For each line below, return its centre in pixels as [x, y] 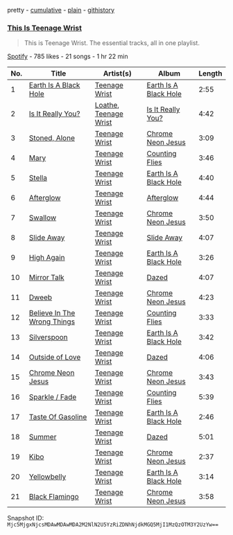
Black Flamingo [54, 497]
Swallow [43, 218]
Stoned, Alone [52, 138]
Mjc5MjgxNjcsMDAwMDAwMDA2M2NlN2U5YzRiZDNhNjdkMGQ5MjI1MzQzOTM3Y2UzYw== [113, 525]
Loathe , [107, 105]
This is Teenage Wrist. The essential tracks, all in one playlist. [112, 43]
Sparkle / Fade [53, 397]
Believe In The [52, 313]
